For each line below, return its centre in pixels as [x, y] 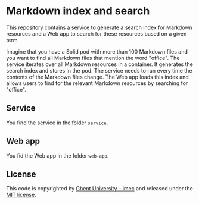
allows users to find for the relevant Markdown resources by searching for [97, 83]
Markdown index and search [78, 11]
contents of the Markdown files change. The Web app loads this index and [97, 77]
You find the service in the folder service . [57, 123]
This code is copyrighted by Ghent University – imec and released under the [100, 189]
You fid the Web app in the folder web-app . [57, 155]
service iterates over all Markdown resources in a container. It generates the [100, 64]
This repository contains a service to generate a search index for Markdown [99, 27]
